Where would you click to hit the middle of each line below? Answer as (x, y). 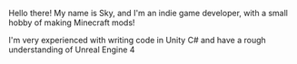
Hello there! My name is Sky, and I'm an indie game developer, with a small (148, 13)
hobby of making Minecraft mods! (72, 23)
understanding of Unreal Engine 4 (72, 50)
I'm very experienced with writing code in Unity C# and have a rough (138, 40)
